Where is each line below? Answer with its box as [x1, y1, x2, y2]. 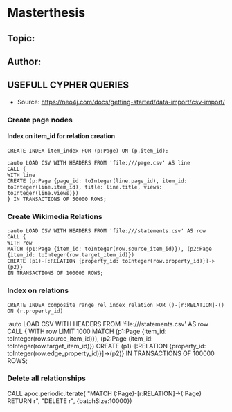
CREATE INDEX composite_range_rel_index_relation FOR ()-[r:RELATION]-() [7, 301, 225, 308]
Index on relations [7, 285, 69, 295]
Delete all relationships [7, 373, 87, 383]
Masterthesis [7, 5, 86, 21]
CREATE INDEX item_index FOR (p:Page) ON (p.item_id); [7, 147, 169, 154]
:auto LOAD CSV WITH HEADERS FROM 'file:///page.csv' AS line [7, 159, 190, 167]
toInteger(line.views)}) [7, 189, 79, 196]
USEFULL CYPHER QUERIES [7, 79, 130, 91]
